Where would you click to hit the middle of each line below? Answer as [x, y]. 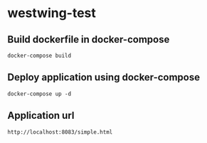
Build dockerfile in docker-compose [89, 39]
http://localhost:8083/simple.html [60, 132]
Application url [41, 116]
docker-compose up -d [39, 94]
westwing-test [52, 13]
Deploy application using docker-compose [104, 77]
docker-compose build [39, 55]
